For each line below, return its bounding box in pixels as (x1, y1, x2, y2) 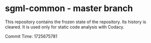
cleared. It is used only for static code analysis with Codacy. (5, 24, 124, 29)
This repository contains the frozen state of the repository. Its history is (5, 19, 146, 25)
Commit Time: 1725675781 (5, 33, 58, 39)
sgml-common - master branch (5, 3, 133, 14)
